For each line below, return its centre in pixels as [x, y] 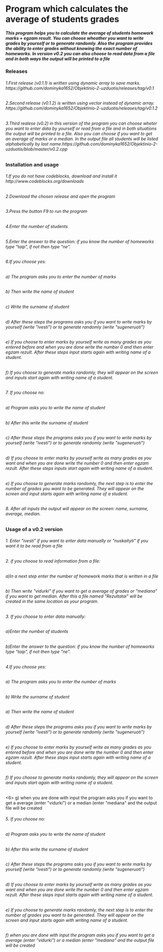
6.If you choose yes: [26, 262]
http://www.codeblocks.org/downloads [45, 181]
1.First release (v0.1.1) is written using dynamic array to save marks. [73, 83]
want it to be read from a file [34, 546]
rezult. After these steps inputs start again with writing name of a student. [80, 468]
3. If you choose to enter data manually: [46, 616]
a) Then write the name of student [40, 712]
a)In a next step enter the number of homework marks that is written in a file [82, 576]
